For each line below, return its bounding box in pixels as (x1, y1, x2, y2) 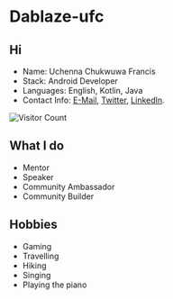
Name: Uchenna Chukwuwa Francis (22, 66, 156, 77)
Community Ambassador (22, 181, 115, 192)
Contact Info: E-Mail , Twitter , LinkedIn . (22, 95, 165, 105)
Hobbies (9, 217, 59, 232)
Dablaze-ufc (9, 6, 105, 27)
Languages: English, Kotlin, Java (22, 86, 143, 95)
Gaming (22, 240, 52, 251)
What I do (9, 138, 65, 154)
